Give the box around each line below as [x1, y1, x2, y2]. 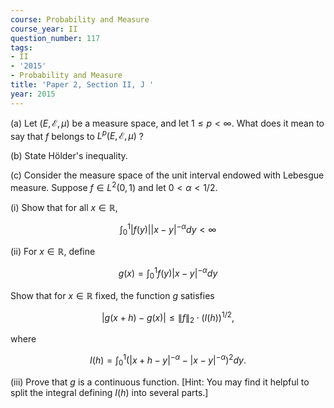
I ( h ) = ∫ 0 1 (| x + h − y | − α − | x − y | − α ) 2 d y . [89, 352, 247, 368]
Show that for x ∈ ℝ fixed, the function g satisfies [10, 289, 215, 301]
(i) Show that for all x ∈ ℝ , [10, 201, 118, 213]
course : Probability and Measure [10, 14, 150, 25]
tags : [10, 42, 33, 53]
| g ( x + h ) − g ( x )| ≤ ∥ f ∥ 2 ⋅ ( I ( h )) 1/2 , [101, 309, 235, 326]
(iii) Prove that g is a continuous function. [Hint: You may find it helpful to [10, 376, 310, 388]
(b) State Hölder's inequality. [10, 150, 128, 162]
